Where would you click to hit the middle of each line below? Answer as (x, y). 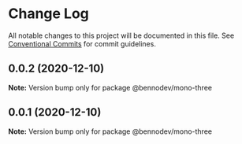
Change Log (48, 14)
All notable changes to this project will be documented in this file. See (121, 35)
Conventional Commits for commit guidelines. (82, 43)
